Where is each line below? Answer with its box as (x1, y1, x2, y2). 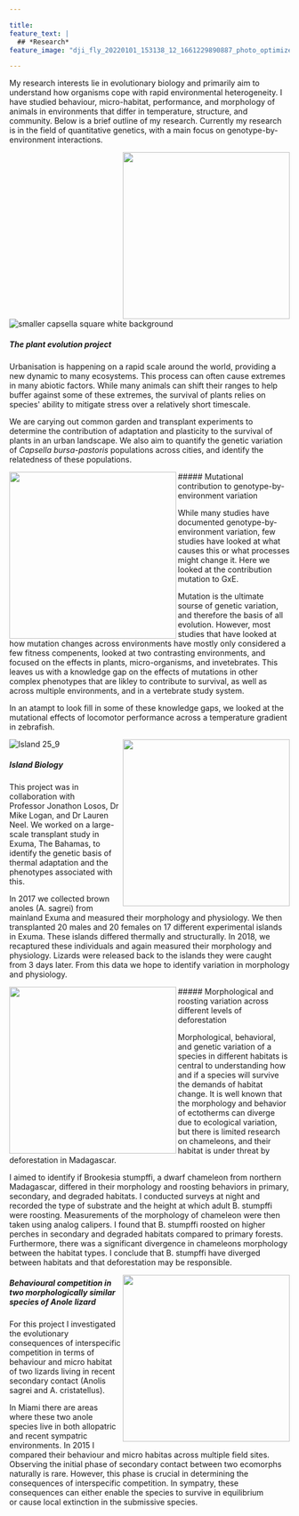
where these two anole (9, 1412, 93, 1423)
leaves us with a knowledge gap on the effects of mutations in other (9, 666, 258, 677)
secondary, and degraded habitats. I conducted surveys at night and (9, 1191, 261, 1202)
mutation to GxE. (177, 574, 238, 585)
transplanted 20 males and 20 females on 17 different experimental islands (9, 922, 283, 932)
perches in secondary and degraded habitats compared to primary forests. (9, 1229, 283, 1239)
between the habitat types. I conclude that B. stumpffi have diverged (9, 1247, 261, 1259)
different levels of (177, 1005, 242, 1016)
